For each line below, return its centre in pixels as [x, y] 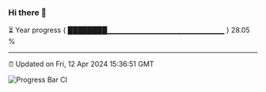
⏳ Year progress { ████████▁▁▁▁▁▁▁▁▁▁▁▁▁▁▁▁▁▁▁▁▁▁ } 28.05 [129, 30]
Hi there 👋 [28, 13]
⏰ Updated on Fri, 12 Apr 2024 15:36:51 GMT [81, 64]
